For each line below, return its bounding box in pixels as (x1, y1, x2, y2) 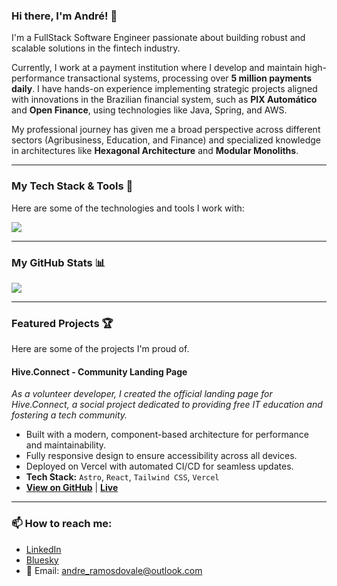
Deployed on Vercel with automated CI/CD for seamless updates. (25, 460, 294, 473)
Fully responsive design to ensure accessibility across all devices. (25, 450, 298, 462)
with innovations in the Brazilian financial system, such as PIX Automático (11, 94, 318, 106)
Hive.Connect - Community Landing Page (11, 365, 188, 378)
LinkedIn (25, 543, 62, 555)
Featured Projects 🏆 (11, 316, 114, 330)
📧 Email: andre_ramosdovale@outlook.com (25, 564, 203, 576)
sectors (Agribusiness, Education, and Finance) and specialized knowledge (11, 134, 321, 146)
